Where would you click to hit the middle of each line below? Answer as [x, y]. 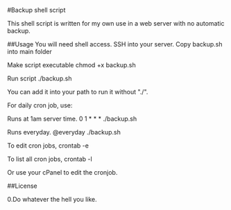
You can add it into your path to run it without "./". [78, 92]
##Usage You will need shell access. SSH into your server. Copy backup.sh [115, 44]
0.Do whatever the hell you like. [52, 199]
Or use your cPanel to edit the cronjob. [62, 172]
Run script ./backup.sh [40, 78]
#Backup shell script [36, 10]
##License [23, 186]
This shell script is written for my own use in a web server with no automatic [116, 23]
